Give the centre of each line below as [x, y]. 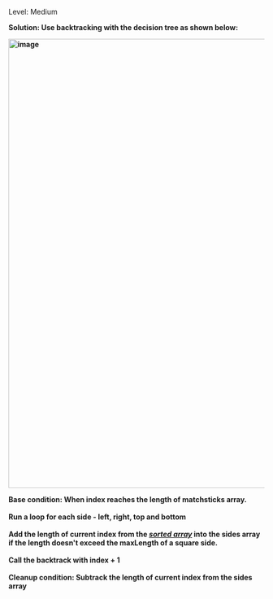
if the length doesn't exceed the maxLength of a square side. [113, 543]
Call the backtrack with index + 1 [64, 560]
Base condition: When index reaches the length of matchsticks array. [128, 499]
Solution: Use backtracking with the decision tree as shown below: [123, 27]
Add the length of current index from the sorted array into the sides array [134, 534]
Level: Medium [33, 12]
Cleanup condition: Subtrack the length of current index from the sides [130, 577]
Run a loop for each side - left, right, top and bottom [97, 517]
